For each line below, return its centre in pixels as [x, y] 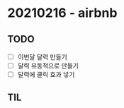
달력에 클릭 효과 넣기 [46, 75]
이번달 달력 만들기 [42, 57]
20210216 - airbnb [62, 13]
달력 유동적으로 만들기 [48, 66]
